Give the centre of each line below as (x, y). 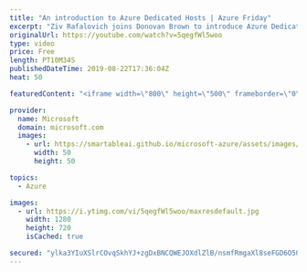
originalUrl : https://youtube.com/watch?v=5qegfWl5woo (116, 35)
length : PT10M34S (42, 60)
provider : (28, 110)
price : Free (32, 52)
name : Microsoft (48, 119)
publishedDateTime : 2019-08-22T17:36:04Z (90, 69)
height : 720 (48, 228)
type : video (32, 43)
